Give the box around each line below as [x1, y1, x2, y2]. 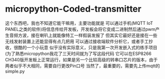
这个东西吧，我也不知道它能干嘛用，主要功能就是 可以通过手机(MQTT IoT [5, 20, 154, 26]
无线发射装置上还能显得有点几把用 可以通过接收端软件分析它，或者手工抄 [5, 38, 153, 44]
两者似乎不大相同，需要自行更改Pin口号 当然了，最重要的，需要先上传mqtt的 [5, 62, 160, 69]
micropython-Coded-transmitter [5, 3, 142, 15]
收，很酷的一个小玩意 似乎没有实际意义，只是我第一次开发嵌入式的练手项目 [5, 44, 158, 50]
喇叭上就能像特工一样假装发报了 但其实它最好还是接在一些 [39, 32, 158, 38]
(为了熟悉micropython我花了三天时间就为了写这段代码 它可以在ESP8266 [5, 50, 152, 57]
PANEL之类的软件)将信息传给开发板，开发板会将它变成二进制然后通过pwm [5, 26, 156, 32]
